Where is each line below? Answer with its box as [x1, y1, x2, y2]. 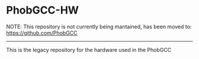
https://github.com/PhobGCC [6, 29, 78, 36]
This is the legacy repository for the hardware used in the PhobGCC [6, 46, 172, 53]
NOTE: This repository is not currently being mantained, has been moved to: [6, 23, 192, 30]
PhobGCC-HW [6, 4, 79, 17]
